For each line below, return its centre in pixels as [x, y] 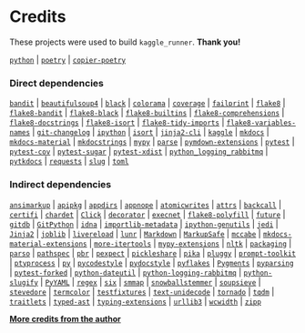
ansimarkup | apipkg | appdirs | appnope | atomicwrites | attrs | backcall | [146, 204]
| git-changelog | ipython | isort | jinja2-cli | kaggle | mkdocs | [151, 132]
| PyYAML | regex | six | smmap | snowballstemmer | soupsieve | [151, 282]
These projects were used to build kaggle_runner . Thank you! [125, 42]
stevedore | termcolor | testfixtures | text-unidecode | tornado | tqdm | [142, 291]
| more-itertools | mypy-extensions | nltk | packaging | [190, 243]
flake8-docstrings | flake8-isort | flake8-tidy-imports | [117, 122]
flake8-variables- [261, 123]
